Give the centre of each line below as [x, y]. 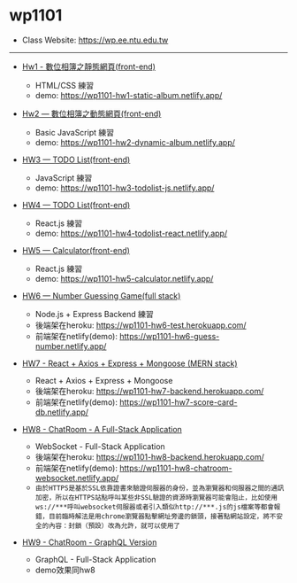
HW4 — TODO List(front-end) [76, 205]
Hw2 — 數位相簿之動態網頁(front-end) [91, 113]
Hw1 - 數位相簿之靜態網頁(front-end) [89, 66]
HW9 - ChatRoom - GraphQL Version [89, 542]
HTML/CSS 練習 [65, 85]
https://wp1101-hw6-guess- [169, 336]
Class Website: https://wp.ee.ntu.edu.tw [95, 40]
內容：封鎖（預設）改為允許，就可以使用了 [114, 525]
